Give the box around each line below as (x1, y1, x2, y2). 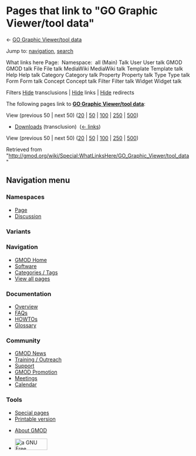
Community (6, 337, 40, 345)
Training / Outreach (14, 356, 62, 363)
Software (14, 263, 37, 270)
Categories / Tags (14, 269, 58, 276)
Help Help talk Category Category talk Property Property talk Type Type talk (6, 71, 190, 78)
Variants (6, 227, 31, 236)
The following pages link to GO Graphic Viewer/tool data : (6, 100, 146, 107)
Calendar (14, 381, 37, 388)
